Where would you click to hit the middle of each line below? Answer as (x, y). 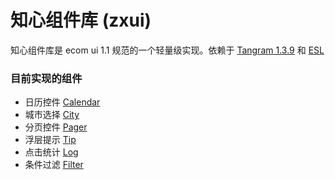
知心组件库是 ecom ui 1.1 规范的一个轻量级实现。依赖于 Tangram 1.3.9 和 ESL (167, 50)
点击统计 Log (51, 152)
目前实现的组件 (46, 78)
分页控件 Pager (56, 127)
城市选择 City (52, 115)
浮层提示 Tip (50, 140)
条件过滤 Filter (54, 165)
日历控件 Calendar (62, 102)
